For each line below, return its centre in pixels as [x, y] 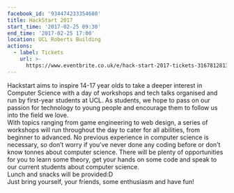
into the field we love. [38, 115]
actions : [20, 46]
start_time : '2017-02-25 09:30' [54, 26]
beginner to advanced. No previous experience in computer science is [108, 137]
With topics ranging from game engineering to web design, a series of [108, 122]
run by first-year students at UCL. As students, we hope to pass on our [109, 100]
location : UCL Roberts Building [54, 40]
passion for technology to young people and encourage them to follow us [112, 107]
